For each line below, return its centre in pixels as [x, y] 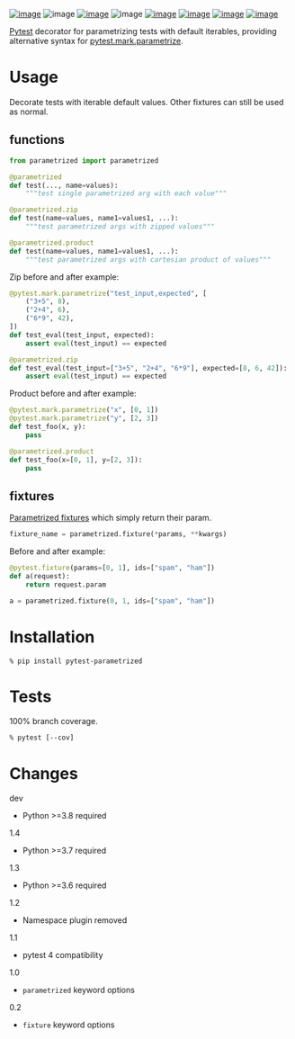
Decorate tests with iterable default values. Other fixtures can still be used [147, 102]
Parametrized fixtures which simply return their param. [111, 518]
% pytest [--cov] [42, 738]
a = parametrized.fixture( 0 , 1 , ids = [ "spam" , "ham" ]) [112, 601]
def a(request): [40, 576]
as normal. [29, 112]
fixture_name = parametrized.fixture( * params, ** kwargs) [118, 534]
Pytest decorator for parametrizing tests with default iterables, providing [143, 31]
